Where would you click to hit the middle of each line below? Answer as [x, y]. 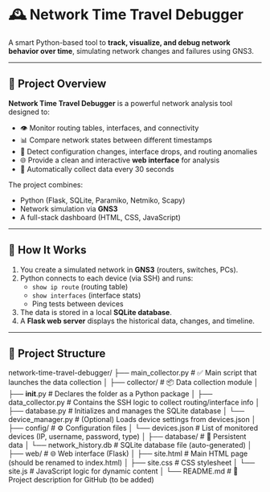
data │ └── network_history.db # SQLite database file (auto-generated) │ [131, 445]
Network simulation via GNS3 [69, 208]
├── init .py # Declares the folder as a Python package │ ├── [110, 394]
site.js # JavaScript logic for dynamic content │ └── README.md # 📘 [123, 471]
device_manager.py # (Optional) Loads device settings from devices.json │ [132, 420]
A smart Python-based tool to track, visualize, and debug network [119, 42]
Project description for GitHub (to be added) [81, 480]
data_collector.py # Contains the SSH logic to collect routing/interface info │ [134, 403]
